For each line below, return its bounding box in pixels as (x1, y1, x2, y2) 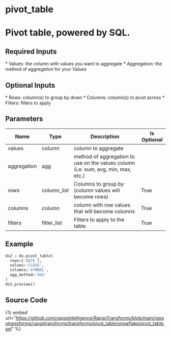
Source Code (5, 296, 47, 304)
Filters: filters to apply (5, 100, 51, 106)
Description (90, 133, 120, 140)
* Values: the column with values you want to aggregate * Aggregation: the (5, 61, 162, 67)
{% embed (5, 309, 28, 316)
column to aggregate (73, 144, 124, 151)
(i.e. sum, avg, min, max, (73, 166, 132, 173)
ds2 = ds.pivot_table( (5, 253, 53, 258)
